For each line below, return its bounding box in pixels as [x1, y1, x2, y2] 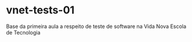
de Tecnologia [6, 29, 41, 36]
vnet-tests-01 [6, 3, 75, 17]
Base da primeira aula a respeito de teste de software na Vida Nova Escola [6, 23, 187, 30]
